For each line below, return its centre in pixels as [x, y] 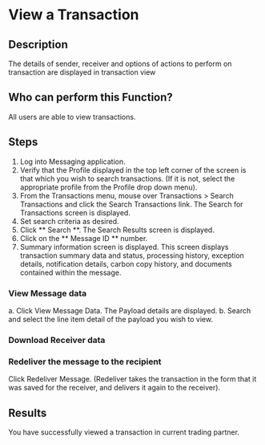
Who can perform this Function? [91, 98]
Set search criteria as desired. [69, 221]
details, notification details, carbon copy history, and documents [126, 263]
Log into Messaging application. [72, 161]
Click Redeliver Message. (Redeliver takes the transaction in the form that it [132, 379]
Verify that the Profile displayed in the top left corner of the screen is [133, 169]
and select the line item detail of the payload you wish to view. [111, 319]
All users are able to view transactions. [72, 116]
